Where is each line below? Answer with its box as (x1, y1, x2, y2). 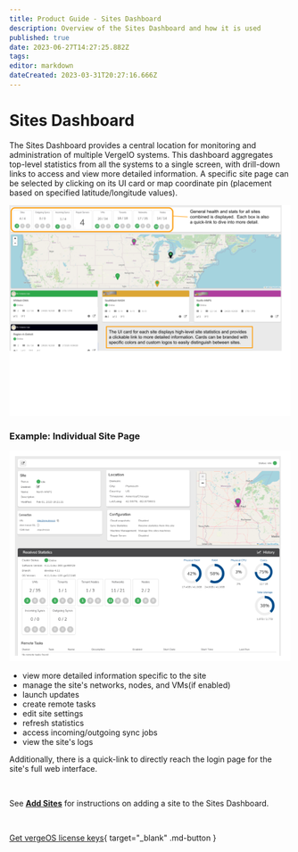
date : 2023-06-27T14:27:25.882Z (9, 43, 129, 52)
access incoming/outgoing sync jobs (21, 727, 158, 738)
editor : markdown (9, 62, 74, 70)
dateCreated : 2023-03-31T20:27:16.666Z (9, 71, 158, 80)
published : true (9, 33, 70, 42)
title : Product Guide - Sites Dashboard (9, 14, 162, 23)
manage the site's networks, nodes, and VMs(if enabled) (21, 680, 231, 691)
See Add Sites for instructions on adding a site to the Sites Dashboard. (9, 798, 269, 809)
